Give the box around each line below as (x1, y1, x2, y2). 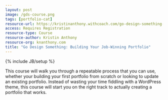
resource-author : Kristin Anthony (5, 35, 77, 40)
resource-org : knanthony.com (5, 40, 66, 45)
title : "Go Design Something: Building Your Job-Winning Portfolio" (5, 44, 151, 49)
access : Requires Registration (5, 26, 70, 31)
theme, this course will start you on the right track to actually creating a (5, 83, 152, 90)
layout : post (5, 7, 32, 12)
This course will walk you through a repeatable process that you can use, (5, 68, 156, 74)
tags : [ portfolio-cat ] (5, 16, 52, 21)
